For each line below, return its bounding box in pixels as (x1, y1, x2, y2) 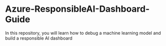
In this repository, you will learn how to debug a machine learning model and (5, 30, 161, 36)
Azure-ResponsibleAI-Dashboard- (5, 3, 150, 15)
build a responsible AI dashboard (5, 35, 73, 41)
